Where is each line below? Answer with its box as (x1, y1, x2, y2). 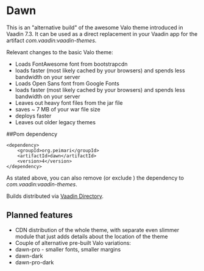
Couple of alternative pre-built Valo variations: (15, 239, 132, 247)
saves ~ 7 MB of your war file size (15, 105, 100, 113)
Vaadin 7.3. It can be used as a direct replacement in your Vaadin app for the (6, 30, 198, 37)
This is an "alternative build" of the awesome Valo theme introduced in (6, 24, 183, 31)
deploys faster (15, 112, 52, 119)
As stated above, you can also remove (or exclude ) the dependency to (6, 174, 185, 181)
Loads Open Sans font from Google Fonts (15, 80, 120, 87)
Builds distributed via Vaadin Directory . (6, 192, 104, 200)
